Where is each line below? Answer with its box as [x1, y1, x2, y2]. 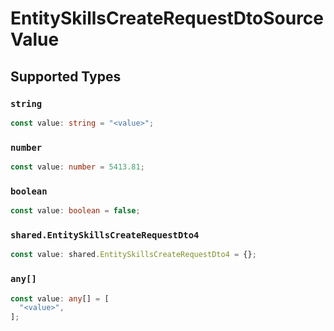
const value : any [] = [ [10, 293, 110, 304]
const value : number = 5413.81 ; [10, 162, 145, 172]
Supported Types [10, 68, 122, 85]
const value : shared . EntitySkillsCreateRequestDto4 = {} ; [10, 250, 257, 260]
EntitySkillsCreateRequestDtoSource [10, 7, 325, 30]
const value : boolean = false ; [10, 206, 141, 216]
